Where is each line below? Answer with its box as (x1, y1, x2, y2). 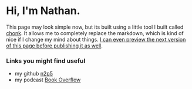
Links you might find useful (6, 57, 86, 65)
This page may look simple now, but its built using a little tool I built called (6, 23, 184, 30)
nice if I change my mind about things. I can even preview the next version (6, 36, 186, 43)
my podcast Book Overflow (14, 76, 81, 83)
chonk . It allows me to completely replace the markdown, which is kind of (6, 29, 184, 36)
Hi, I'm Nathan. (6, 4, 80, 18)
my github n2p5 (14, 70, 53, 77)
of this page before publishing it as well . (6, 42, 103, 49)
